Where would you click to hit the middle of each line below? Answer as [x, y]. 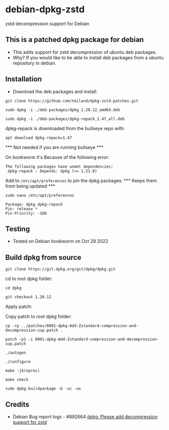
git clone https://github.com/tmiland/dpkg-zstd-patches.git [72, 101]
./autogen [16, 353]
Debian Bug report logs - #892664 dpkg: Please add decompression [85, 417]
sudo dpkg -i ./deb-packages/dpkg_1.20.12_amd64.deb [63, 110]
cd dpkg [14, 288]
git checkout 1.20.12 [28, 297]
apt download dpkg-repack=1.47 [39, 138]
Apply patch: [19, 306]
